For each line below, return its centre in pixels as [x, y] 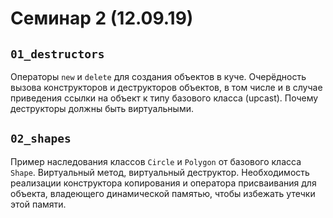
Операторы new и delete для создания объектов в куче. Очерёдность [158, 76]
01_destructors [57, 54]
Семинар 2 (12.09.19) [102, 18]
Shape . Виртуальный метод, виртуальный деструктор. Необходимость [160, 172]
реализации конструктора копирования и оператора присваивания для [163, 183]
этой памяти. [38, 204]
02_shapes [41, 139]
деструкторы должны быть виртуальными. [102, 108]
